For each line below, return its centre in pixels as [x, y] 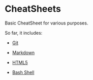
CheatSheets [33, 9]
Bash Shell [23, 72]
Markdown [23, 52]
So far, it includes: [24, 33]
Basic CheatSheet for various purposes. [46, 23]
